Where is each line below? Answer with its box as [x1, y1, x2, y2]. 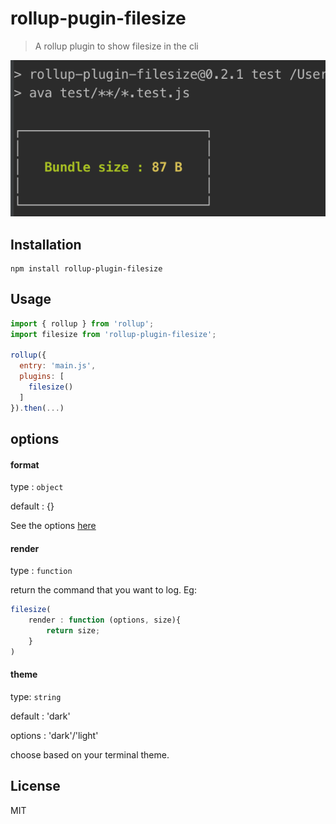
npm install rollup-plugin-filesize [10, 264, 163, 274]
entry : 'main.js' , [19, 361, 97, 371]
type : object [10, 481, 64, 493]
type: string [10, 691, 62, 703]
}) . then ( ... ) [10, 403, 65, 413]
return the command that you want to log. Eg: [10, 584, 197, 596]
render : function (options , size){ [28, 615, 182, 626]
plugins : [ [19, 372, 65, 382]
